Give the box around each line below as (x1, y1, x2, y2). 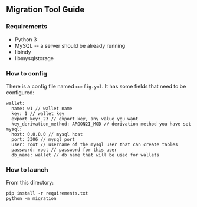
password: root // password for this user (11, 147, 117, 153)
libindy (14, 48, 31, 55)
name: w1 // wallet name (11, 106, 73, 111)
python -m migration (6, 196, 57, 202)
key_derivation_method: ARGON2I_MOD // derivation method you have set (11, 121, 192, 127)
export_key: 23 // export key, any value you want (11, 116, 139, 121)
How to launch (6, 165, 48, 173)
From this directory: (6, 179, 54, 186)
